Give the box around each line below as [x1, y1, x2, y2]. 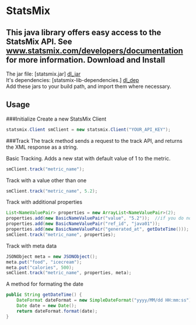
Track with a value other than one [6, 177, 87, 184]
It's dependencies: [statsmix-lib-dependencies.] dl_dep [6, 77, 139, 83]
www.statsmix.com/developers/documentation [6, 46, 184, 56]
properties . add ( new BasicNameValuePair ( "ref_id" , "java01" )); [6, 221, 160, 227]
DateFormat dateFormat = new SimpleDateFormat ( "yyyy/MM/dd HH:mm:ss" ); [16, 297, 194, 303]
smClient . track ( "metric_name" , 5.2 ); [6, 188, 98, 194]
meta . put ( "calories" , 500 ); [6, 265, 75, 271]
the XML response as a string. [6, 143, 78, 150]
